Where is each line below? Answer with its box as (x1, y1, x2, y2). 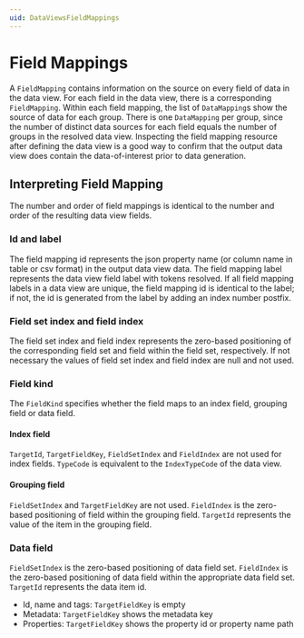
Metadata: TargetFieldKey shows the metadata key (22, 608, 213, 619)
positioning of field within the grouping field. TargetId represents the (34, 509, 292, 520)
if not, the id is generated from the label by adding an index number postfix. (9, 292, 292, 303)
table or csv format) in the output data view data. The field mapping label (9, 263, 283, 274)
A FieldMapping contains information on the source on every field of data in (9, 83, 290, 94)
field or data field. (9, 408, 75, 419)
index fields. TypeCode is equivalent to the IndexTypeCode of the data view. (9, 458, 282, 469)
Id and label (9, 233, 62, 245)
